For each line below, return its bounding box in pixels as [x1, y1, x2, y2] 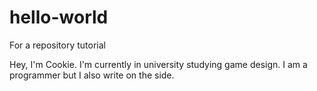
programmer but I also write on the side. [9, 69, 175, 81]
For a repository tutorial [9, 39, 106, 51]
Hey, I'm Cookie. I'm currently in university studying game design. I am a [9, 58, 308, 70]
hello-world [9, 6, 109, 29]
